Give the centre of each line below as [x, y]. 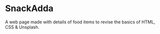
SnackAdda [29, 8]
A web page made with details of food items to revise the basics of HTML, [80, 22]
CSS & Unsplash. [22, 27]
